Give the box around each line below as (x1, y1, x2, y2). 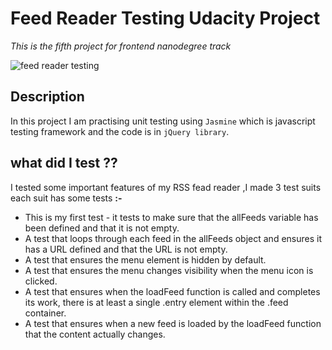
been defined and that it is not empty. (24, 222, 180, 234)
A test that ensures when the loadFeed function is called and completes (24, 285, 321, 297)
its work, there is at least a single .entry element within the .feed (24, 296, 289, 308)
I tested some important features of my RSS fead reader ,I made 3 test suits (10, 181, 322, 193)
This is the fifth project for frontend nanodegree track (10, 40, 232, 52)
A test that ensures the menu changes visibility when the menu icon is (24, 264, 314, 276)
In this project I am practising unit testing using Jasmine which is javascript (10, 115, 316, 127)
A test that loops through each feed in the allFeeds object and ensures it (24, 232, 322, 244)
